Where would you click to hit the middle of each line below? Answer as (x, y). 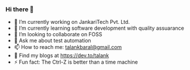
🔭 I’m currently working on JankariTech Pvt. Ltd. (72, 22)
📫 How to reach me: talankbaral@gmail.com (68, 47)
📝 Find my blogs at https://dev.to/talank (61, 55)
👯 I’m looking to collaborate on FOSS (58, 34)
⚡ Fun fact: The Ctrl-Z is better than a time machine (76, 62)
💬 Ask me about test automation (52, 41)
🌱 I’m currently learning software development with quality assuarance (99, 28)
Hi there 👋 (20, 9)
